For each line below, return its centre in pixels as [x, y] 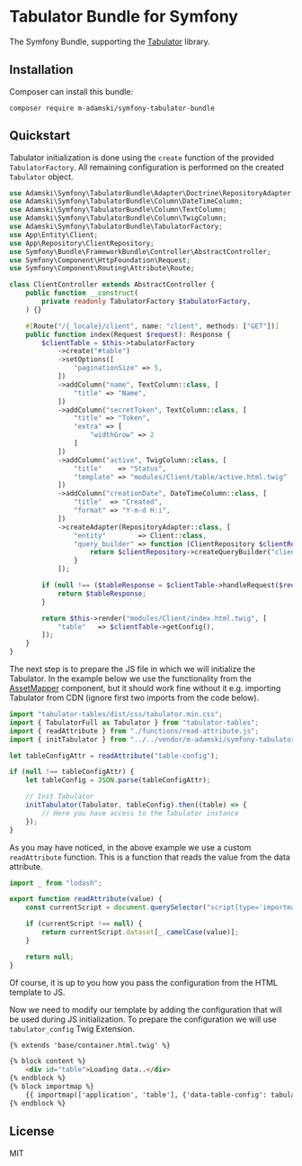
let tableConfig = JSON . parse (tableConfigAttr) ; [118, 780]
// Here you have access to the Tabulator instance [141, 813]
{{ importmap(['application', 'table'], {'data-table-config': [147, 1095]
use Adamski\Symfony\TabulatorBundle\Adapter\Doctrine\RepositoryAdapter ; [152, 193]
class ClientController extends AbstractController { [112, 285]
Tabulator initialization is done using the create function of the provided [142, 157]
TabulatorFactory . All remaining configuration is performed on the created [147, 167]
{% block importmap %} [52, 1087]
